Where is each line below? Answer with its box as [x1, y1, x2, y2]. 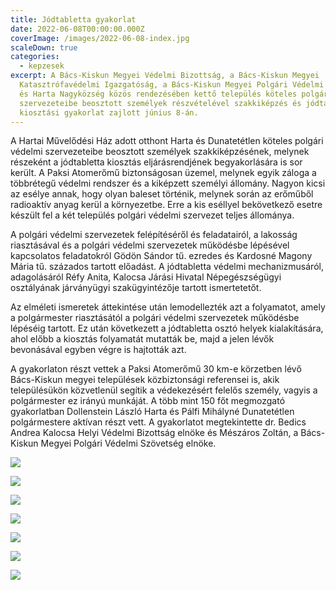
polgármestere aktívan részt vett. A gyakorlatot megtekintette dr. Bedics [10, 416, 307, 428]
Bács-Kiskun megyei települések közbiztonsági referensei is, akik [10, 374, 280, 386]
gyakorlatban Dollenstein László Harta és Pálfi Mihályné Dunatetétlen [10, 406, 295, 418]
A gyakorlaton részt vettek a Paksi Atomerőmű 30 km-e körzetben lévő [10, 363, 302, 375]
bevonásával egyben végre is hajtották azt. [10, 344, 187, 356]
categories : [10, 52, 60, 62]
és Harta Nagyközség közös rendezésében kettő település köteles [19, 89, 298, 99]
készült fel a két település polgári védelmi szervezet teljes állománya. [10, 209, 295, 221]
